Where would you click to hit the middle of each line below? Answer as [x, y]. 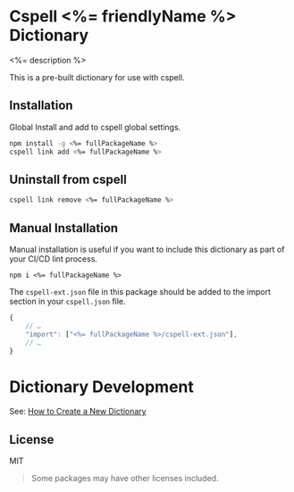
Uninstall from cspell [68, 179]
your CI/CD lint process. [54, 259]
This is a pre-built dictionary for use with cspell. [97, 77]
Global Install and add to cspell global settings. [95, 127]
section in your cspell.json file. [68, 301]
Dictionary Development [101, 387]
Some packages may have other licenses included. [125, 479]
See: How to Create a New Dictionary [78, 412]
